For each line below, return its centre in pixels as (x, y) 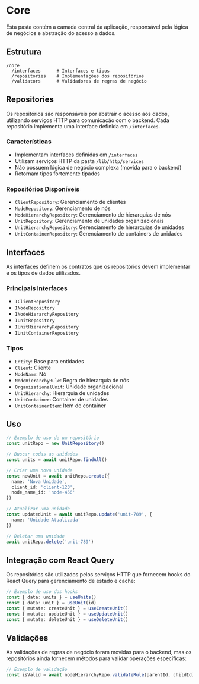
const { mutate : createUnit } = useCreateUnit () (67, 608)
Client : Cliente (33, 368)
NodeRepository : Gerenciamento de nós (62, 208)
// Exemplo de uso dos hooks (42, 592)
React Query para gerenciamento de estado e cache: (71, 581)
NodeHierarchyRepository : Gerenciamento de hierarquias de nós (93, 215)
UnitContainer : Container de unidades (61, 399)
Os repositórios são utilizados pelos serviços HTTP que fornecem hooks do (98, 575)
